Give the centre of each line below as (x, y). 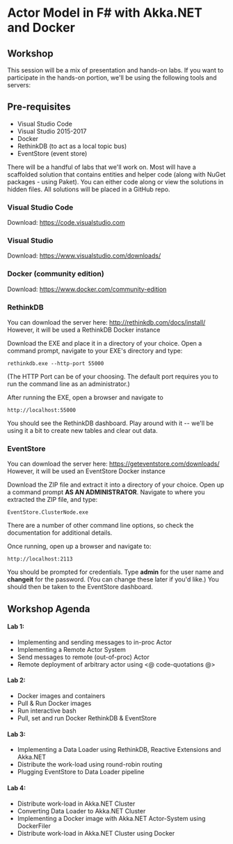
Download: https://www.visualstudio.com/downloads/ (84, 256)
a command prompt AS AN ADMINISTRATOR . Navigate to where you (106, 492)
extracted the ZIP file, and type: (53, 500)
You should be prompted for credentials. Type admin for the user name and (115, 572)
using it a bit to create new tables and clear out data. (82, 430)
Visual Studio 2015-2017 (52, 131)
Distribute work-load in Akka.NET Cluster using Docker (96, 833)
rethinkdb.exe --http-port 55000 (56, 364)
